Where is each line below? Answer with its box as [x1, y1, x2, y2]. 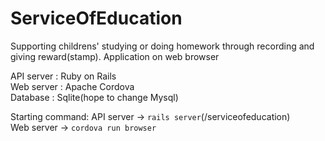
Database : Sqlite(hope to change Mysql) [10, 91, 179, 103]
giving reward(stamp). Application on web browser [10, 50, 220, 62]
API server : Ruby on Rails [10, 70, 117, 82]
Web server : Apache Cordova [10, 80, 135, 92]
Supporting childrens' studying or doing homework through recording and [10, 40, 315, 52]
